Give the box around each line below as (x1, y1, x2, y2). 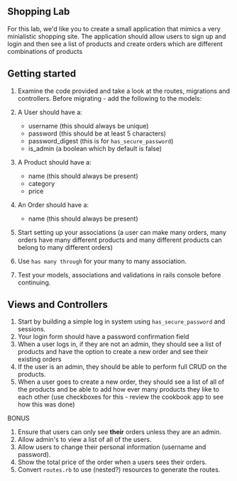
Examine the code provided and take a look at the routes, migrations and (17, 87, 231, 95)
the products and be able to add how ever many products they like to (17, 385, 220, 394)
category (28, 179, 55, 187)
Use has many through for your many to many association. (17, 257, 187, 265)
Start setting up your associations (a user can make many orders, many (17, 228, 227, 236)
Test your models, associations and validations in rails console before (17, 270, 221, 279)
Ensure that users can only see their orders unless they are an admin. (17, 428, 222, 436)
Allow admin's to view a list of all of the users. (17, 436, 152, 444)
